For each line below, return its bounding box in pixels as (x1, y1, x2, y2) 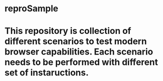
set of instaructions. (4, 67, 89, 79)
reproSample (4, 3, 58, 14)
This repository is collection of (4, 26, 132, 37)
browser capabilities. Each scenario (4, 46, 153, 57)
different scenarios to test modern (4, 36, 147, 47)
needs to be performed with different (4, 57, 158, 68)
